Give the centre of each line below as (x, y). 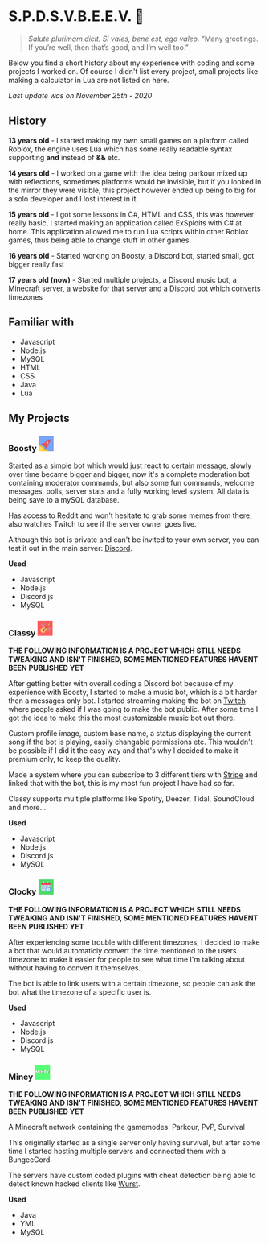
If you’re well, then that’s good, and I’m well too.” (108, 47)
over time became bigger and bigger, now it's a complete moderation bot (129, 474)
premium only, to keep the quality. (64, 759)
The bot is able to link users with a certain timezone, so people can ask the (132, 983)
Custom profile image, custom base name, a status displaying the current (130, 733)
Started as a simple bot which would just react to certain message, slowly (130, 465)
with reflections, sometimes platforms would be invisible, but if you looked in (135, 181)
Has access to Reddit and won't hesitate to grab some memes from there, (130, 515)
